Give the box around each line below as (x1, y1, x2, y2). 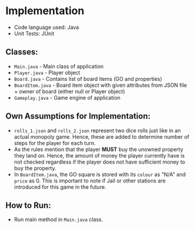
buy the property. (14, 164, 56, 172)
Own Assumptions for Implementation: (5, 111, 151, 122)
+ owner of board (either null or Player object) (14, 87, 126, 95)
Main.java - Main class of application (14, 63, 104, 70)
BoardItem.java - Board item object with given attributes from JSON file (14, 81, 187, 89)
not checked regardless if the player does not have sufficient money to (14, 158, 186, 165)
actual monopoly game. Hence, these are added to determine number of (14, 133, 190, 140)
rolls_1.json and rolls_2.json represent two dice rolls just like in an (14, 127, 181, 134)
